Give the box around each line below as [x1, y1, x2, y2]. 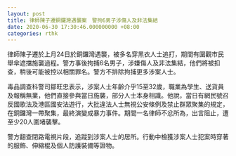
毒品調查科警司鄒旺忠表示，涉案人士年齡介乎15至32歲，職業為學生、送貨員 [7, 82, 225, 91]
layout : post [7, 10, 46, 18]
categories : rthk [7, 30, 58, 37]
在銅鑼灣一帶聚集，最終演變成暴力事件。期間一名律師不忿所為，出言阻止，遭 [7, 109, 229, 117]
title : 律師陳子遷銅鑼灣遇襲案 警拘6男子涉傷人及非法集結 [7, 17, 158, 24]
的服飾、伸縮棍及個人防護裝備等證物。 [7, 141, 118, 150]
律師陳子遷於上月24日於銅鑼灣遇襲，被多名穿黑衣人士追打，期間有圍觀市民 [7, 50, 225, 58]
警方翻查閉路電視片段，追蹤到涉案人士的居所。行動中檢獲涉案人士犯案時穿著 [7, 133, 229, 141]
